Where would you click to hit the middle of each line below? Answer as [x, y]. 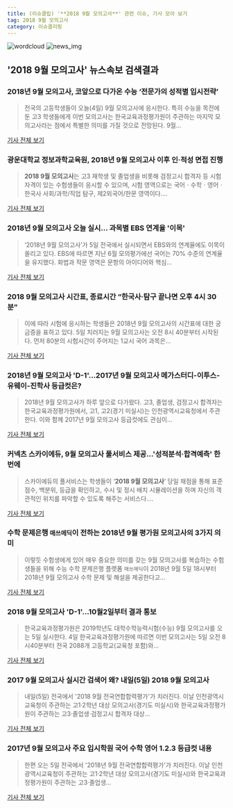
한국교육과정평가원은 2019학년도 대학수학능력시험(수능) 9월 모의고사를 [120, 628]
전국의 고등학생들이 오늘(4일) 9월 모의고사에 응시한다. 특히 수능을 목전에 [122, 108]
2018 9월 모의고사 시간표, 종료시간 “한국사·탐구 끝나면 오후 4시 [106, 296]
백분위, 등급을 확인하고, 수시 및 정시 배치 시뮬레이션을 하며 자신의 [127, 490]
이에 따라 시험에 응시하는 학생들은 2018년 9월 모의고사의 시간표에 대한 [119, 323]
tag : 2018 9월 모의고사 [38, 20]
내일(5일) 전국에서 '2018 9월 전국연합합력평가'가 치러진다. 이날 [109, 697]
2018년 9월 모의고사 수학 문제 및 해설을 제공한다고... [95, 577]
